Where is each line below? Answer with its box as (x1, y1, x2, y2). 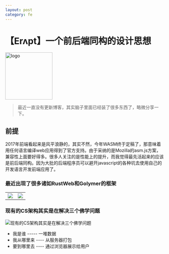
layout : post (5, 7, 33, 13)
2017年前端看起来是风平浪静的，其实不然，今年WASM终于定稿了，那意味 (5, 141, 157, 147)
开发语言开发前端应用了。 (5, 166, 58, 173)
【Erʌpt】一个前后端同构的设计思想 (5, 35, 151, 47)
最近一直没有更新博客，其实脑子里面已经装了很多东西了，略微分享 (17, 104, 154, 111)
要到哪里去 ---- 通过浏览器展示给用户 (12, 243, 90, 249)
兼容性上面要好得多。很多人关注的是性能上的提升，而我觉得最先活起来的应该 (5, 154, 164, 160)
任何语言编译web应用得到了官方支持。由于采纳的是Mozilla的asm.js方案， (9, 147, 161, 153)
